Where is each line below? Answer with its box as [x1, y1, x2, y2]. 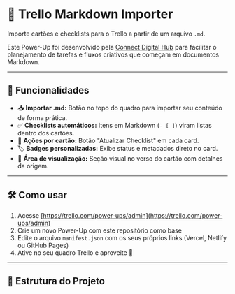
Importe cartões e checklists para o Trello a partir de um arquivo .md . [7, 29, 206, 38]
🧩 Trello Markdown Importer [7, 6, 173, 22]
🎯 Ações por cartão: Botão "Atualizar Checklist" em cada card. [17, 136, 199, 145]
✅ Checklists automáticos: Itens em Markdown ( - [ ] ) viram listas [17, 121, 212, 129]
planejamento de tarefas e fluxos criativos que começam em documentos [7, 50, 219, 59]
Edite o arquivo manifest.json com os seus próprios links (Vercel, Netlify [17, 233, 227, 242]
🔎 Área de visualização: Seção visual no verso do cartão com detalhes [17, 154, 223, 163]
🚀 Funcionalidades [7, 84, 90, 96]
